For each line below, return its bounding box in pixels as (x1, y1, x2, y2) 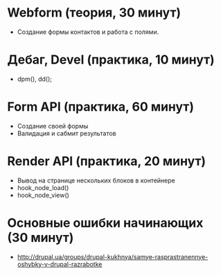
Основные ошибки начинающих (7, 215, 204, 231)
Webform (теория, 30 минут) (7, 5, 182, 21)
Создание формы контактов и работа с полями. (17, 28, 159, 36)
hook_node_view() (17, 191, 69, 199)
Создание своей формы (17, 122, 89, 130)
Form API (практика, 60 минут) (7, 99, 194, 115)
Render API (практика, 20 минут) (7, 153, 206, 169)
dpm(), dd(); (17, 75, 52, 83)
